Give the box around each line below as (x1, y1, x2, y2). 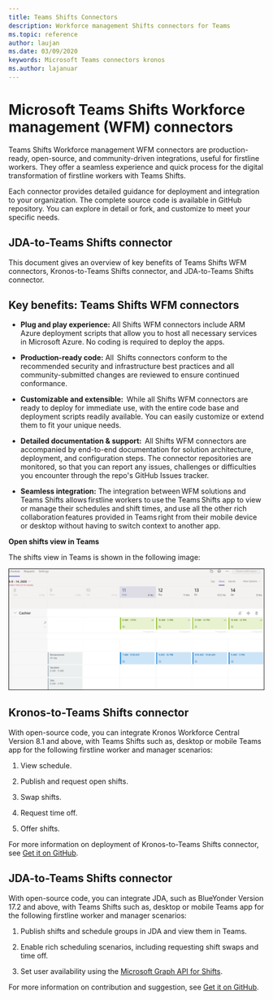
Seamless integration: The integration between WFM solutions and (19, 486, 246, 496)
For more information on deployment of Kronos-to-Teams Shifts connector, (8, 839, 259, 849)
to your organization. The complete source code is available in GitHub (8, 195, 242, 205)
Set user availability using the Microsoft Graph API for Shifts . (19, 966, 223, 976)
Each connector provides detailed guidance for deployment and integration (8, 186, 260, 196)
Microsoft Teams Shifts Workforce (8, 101, 245, 120)
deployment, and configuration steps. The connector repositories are (19, 454, 252, 463)
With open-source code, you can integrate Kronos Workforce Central (8, 728, 240, 737)
